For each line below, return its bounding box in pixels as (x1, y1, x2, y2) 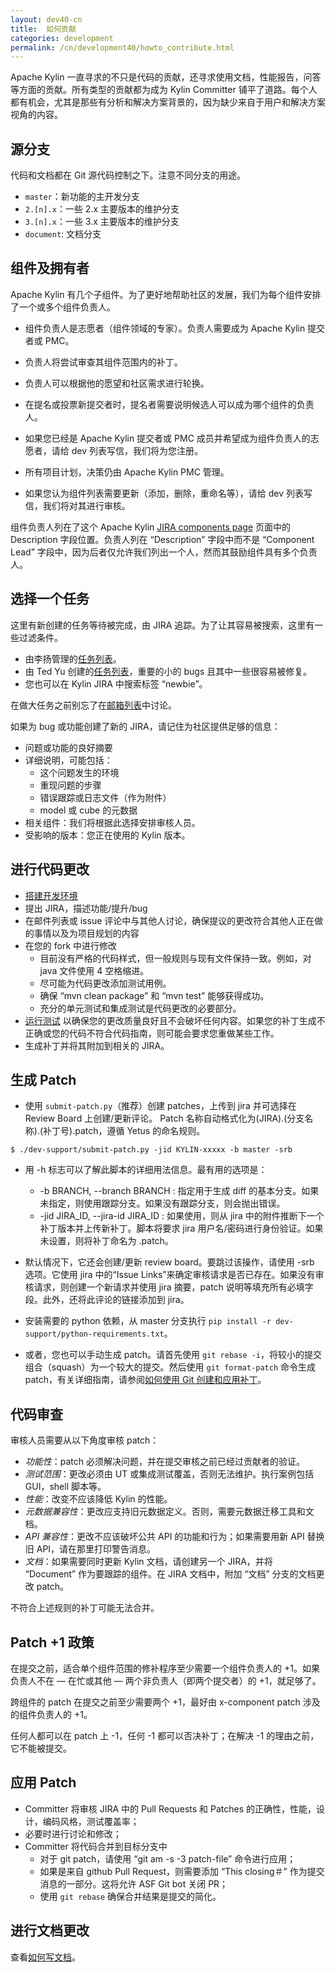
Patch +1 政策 (10, 1634, 95, 1651)
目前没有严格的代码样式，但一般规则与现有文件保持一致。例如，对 (39, 952, 312, 964)
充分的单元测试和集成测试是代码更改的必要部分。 (39, 1002, 242, 1014)
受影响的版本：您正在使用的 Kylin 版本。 (24, 829, 191, 841)
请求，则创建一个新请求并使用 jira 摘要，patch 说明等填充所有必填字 (33, 1281, 314, 1293)
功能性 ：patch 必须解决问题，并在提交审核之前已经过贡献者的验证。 (24, 1456, 306, 1468)
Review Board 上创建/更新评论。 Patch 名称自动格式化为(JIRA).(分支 (24, 1112, 305, 1125)
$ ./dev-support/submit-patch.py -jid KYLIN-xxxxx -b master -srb (10, 1145, 293, 1155)
